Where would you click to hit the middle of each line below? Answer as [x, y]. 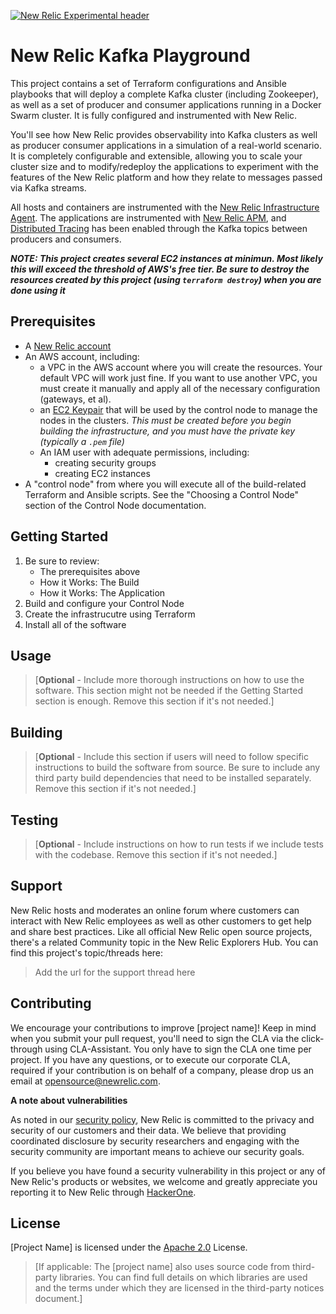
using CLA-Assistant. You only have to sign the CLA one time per [178, 1049]
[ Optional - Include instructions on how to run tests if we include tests [179, 844]
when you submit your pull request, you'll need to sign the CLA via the [155, 1038]
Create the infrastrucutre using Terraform [110, 614]
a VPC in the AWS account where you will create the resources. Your [181, 367]
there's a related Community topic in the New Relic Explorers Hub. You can [164, 942]
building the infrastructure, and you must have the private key [167, 431]
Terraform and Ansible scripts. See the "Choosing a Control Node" [161, 494]
